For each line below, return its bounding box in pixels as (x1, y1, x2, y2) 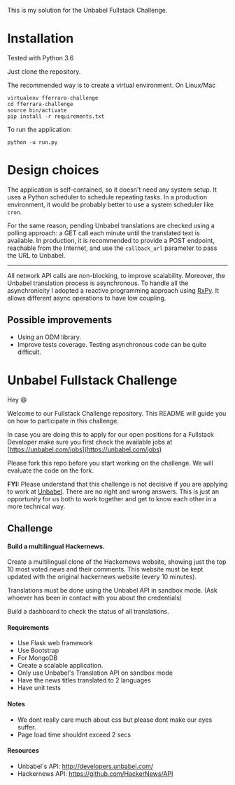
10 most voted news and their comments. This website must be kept (7, 565, 204, 574)
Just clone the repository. (7, 67, 81, 76)
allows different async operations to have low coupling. (7, 293, 166, 302)
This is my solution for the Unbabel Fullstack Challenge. (7, 6, 168, 14)
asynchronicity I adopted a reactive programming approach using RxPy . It (7, 286, 219, 294)
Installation (7, 31, 74, 46)
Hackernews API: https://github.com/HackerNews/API (17, 769, 173, 778)
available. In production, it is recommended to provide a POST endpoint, (7, 236, 215, 244)
